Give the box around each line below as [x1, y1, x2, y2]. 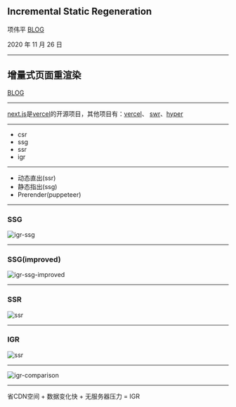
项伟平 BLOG [7, 25, 44, 34]
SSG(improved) [7, 254, 61, 264]
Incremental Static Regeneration [7, 6, 152, 18]
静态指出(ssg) [17, 182, 58, 190]
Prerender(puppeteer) [17, 190, 81, 199]
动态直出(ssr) [17, 174, 56, 182]
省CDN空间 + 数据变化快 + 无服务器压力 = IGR [7, 392, 140, 400]
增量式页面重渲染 [7, 70, 81, 82]
